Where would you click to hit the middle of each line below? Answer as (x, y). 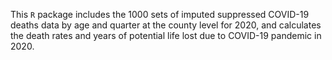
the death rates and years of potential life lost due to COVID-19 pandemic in (166, 35)
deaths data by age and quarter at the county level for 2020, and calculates (166, 25)
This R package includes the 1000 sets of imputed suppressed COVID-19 (160, 14)
